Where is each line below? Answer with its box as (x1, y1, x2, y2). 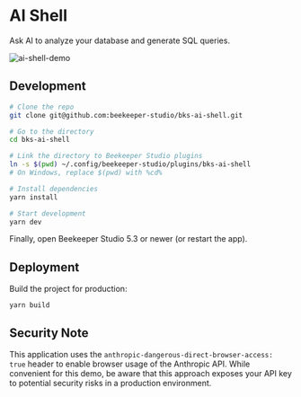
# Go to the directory (9, 127, 94, 136)
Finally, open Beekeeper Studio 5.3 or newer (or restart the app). (9, 234, 248, 244)
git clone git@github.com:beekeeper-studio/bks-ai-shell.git (9, 110, 243, 119)
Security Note (9, 325, 89, 340)
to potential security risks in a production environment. (9, 378, 212, 388)
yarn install (9, 192, 58, 202)
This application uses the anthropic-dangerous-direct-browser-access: (9, 349, 274, 359)
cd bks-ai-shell (9, 136, 70, 145)
